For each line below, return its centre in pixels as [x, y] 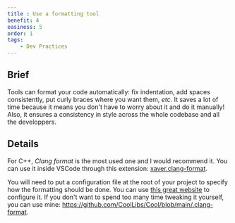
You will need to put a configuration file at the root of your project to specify [117, 182]
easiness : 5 [25, 27]
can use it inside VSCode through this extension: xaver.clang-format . [108, 168]
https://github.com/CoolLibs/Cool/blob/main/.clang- [138, 204]
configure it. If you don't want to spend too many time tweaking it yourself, [116, 197]
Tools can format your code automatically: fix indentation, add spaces [109, 91]
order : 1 [20, 33]
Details [23, 144]
